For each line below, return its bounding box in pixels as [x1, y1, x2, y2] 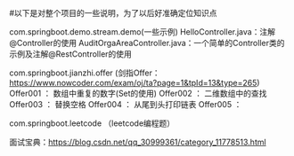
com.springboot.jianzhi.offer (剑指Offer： [9, 67, 160, 78]
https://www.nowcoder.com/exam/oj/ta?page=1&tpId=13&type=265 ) [9, 78, 260, 88]
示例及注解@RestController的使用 [9, 49, 132, 59]
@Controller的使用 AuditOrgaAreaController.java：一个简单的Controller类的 [9, 38, 285, 48]
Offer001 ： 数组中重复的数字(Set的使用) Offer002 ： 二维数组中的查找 [9, 88, 267, 98]
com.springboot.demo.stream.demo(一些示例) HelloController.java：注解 [9, 27, 276, 37]
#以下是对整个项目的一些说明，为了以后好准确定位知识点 [9, 8, 217, 18]
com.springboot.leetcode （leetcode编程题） [9, 118, 176, 129]
